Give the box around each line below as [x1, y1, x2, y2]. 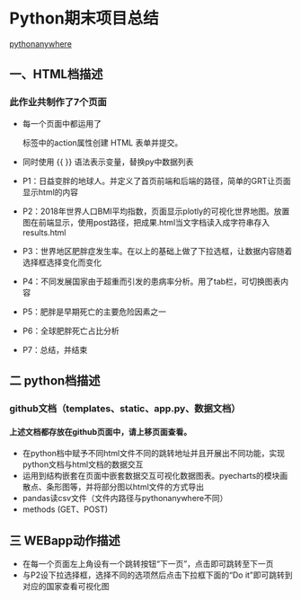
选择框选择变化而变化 [22, 257, 102, 268]
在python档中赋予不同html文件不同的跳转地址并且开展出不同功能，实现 [22, 448, 286, 459]
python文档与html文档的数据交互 [22, 459, 144, 470]
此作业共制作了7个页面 [9, 96, 108, 109]
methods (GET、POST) [22, 504, 109, 515]
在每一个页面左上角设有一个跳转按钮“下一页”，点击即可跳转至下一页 [22, 558, 274, 569]
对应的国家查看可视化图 [22, 580, 110, 591]
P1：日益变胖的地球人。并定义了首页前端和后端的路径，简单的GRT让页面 [22, 175, 291, 186]
